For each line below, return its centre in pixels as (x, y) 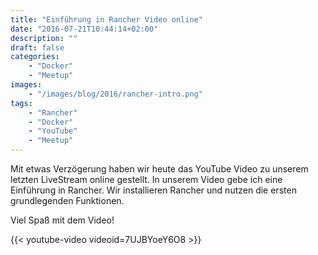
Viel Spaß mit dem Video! (62, 220)
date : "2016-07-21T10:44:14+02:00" (84, 29)
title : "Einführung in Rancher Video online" (106, 19)
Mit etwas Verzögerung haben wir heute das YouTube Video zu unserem (159, 169)
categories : (35, 57)
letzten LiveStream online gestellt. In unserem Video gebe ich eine (146, 179)
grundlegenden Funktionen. (67, 200)
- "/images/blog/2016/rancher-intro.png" (115, 94)
